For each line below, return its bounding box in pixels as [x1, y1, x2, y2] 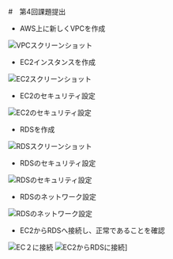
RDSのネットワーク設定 [19, 192, 96, 201]
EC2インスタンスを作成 [19, 58, 96, 67]
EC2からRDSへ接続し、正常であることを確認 [19, 226, 165, 235]
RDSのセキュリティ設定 [19, 158, 96, 168]
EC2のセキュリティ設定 [19, 91, 96, 101]
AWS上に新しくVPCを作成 [19, 24, 106, 33]
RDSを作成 [19, 125, 55, 134]
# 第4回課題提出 [8, 7, 66, 16]
